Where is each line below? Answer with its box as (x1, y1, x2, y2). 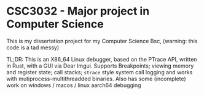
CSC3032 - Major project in (6, 4, 150, 18)
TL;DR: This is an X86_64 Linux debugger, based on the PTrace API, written (6, 55, 197, 63)
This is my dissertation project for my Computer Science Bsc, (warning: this (6, 37, 198, 44)
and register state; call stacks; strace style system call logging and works (6, 68, 193, 76)
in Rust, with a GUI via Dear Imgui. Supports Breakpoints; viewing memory (6, 62, 194, 69)
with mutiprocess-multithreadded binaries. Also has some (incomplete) (6, 75, 186, 82)
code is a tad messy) (6, 44, 60, 51)
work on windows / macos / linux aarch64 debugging (6, 81, 141, 89)
